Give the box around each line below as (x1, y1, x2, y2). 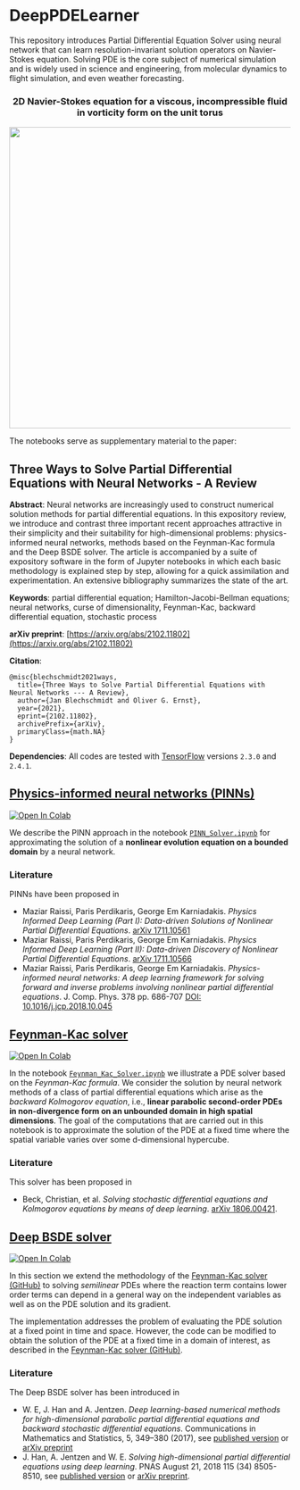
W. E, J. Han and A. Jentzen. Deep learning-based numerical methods (21, 1404, 281, 1415)
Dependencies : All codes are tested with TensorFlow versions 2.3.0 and (9, 751, 277, 762)
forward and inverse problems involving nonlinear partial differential (21, 982, 274, 993)
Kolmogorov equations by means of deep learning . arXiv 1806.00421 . (21, 1203, 278, 1214)
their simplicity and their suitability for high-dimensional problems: (9, 528, 253, 538)
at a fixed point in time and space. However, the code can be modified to (9, 1326, 277, 1336)
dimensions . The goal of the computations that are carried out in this (9, 1115, 263, 1126)
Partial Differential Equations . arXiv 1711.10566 (21, 953, 192, 964)
